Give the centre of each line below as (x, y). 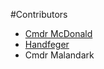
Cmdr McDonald (58, 33)
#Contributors (39, 14)
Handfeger (47, 44)
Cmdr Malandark (59, 55)
